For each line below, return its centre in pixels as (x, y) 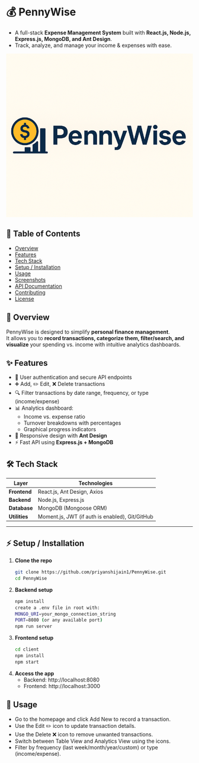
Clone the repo (33, 561)
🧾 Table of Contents (43, 234)
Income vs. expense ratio (54, 417)
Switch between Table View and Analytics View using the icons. (92, 741)
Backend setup (34, 589)
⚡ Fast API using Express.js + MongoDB (64, 442)
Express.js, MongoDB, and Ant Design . (63, 39)
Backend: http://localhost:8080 (61, 680)
